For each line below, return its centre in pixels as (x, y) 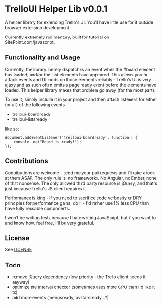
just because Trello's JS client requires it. (46, 188)
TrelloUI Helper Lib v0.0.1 (56, 9)
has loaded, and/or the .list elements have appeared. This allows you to (76, 75)
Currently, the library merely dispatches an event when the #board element (80, 69)
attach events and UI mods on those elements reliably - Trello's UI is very (78, 79)
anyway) (21, 282)
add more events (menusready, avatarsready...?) (60, 298)
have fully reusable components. (38, 208)
